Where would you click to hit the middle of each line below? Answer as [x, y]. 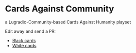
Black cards [24, 40]
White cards [24, 45]
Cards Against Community [59, 9]
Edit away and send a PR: [30, 31]
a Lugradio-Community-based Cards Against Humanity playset [68, 22]
